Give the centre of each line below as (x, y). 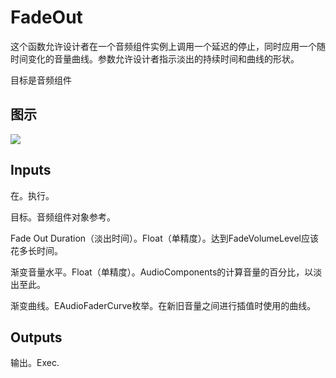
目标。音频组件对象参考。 (63, 217)
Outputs (36, 337)
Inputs (31, 170)
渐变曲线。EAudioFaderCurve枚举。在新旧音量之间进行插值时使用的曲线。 (163, 305)
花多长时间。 (36, 250)
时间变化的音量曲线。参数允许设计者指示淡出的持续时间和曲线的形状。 (155, 58)
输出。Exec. (35, 363)
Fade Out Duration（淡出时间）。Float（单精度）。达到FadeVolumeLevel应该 (164, 238)
